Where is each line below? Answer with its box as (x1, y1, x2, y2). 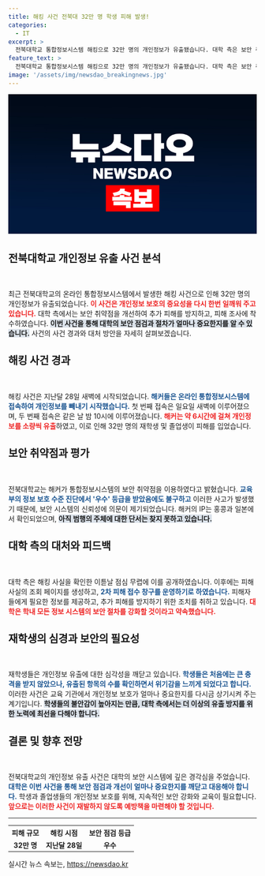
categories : (8, 21, 47, 29)
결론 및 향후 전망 (8, 734, 83, 747)
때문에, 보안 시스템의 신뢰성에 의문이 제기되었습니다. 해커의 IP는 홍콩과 (16, 504, 233, 513)
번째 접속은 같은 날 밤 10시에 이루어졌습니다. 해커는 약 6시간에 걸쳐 (26, 411, 231, 421)
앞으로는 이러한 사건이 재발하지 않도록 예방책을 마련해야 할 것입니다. (8, 802, 215, 811)
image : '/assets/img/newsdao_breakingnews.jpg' (8, 71, 168, 79)
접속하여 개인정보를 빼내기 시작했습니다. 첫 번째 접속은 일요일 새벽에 (8, 401, 216, 410)
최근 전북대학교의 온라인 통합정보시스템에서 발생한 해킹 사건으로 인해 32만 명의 (8, 289, 251, 299)
